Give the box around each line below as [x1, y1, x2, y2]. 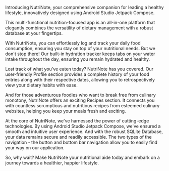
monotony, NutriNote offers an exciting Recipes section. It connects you [5, 97, 155, 103]
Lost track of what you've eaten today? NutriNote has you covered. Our [5, 66, 154, 72]
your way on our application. [5, 145, 65, 151]
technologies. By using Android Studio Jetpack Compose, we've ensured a [5, 123, 161, 129]
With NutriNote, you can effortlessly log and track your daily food [5, 40, 141, 46]
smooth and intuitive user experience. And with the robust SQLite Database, [5, 129, 163, 135]
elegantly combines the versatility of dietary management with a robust [5, 25, 153, 31]
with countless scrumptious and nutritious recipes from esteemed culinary [5, 103, 160, 108]
